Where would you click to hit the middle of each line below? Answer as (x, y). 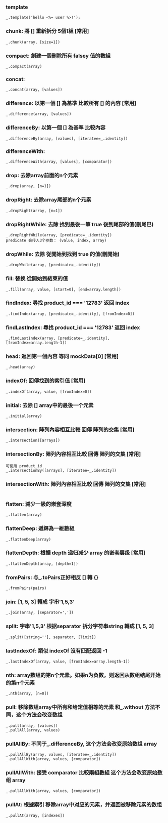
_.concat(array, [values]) (34, 90)
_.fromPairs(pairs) (26, 588)
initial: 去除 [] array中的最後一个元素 (50, 405)
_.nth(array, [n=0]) (27, 694)
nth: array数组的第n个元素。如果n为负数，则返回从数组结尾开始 (83, 675)
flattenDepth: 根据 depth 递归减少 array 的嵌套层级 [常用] (76, 553)
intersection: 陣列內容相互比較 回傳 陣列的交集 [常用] (70, 430)
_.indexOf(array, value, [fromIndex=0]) (49, 392)
